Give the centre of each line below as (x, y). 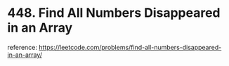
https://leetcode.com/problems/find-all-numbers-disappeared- (130, 47)
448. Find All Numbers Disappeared (114, 13)
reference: (22, 47)
